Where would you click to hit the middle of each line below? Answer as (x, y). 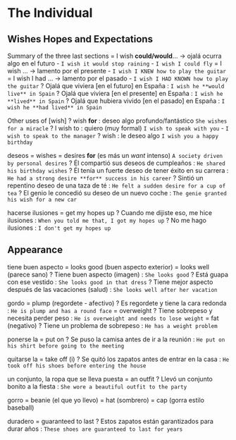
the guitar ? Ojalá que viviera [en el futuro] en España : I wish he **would (116, 86)
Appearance (35, 250)
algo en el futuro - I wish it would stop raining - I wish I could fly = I (114, 63)
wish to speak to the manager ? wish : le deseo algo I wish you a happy (113, 136)
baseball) (21, 408)
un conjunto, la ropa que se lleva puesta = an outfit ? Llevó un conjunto (110, 379)
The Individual (50, 13)
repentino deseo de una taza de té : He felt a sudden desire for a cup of (117, 185)
